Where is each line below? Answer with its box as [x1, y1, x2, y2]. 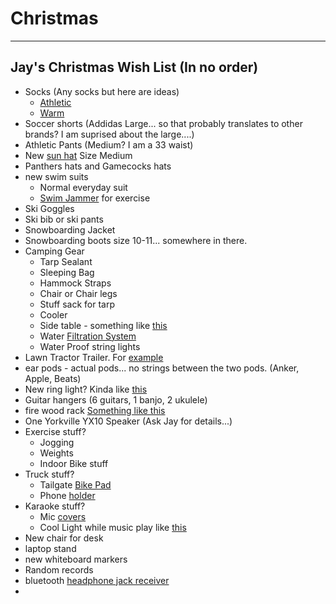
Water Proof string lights [39, 340, 141, 352]
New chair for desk [24, 532, 104, 544]
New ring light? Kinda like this [24, 383, 148, 395]
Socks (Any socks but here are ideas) [24, 85, 180, 97]
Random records [24, 563, 94, 576]
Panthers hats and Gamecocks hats [24, 160, 172, 172]
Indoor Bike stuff [39, 457, 109, 469]
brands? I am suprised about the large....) [24, 128, 195, 140]
